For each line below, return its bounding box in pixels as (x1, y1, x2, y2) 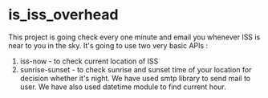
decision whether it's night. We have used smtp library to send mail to (19, 73, 251, 83)
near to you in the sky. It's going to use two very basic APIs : (8, 40, 209, 50)
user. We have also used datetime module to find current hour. (19, 82, 226, 92)
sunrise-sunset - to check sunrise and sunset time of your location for (19, 64, 252, 74)
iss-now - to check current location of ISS (19, 56, 159, 66)
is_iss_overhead (8, 6, 119, 24)
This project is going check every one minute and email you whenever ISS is (8, 32, 261, 42)
